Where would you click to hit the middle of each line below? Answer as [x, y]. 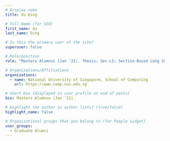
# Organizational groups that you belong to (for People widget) [75, 121]
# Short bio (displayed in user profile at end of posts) [68, 94]
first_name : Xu [21, 28]
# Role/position [22, 56]
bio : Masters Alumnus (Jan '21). [40, 98]
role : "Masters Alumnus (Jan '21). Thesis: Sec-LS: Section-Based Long [82, 61]
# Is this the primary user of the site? [50, 43]
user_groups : [19, 126]
